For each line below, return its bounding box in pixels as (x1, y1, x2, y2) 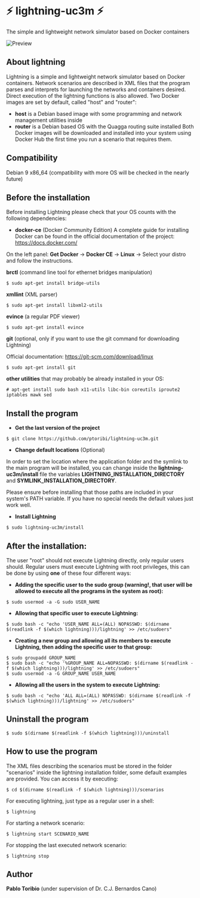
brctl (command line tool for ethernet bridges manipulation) (6, 269, 153, 276)
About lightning (6, 57, 66, 67)
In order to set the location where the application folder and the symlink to (6, 458, 188, 465)
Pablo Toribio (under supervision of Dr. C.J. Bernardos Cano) (6, 885, 157, 893)
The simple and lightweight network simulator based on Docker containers (6, 28, 190, 35)
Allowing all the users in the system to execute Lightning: (14, 681, 160, 688)
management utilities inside (14, 116, 82, 123)
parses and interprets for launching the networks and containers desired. (6, 86, 186, 93)
